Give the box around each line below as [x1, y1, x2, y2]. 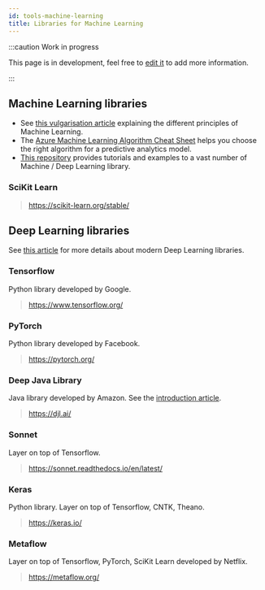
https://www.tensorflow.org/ [28, 300, 124, 310]
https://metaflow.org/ [28, 572, 100, 582]
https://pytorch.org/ [28, 354, 95, 364]
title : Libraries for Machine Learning [8, 20, 144, 28]
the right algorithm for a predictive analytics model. [20, 144, 193, 154]
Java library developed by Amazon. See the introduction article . [8, 393, 222, 403]
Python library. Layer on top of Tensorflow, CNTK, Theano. [8, 501, 205, 512]
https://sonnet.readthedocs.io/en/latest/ [28, 463, 163, 473]
